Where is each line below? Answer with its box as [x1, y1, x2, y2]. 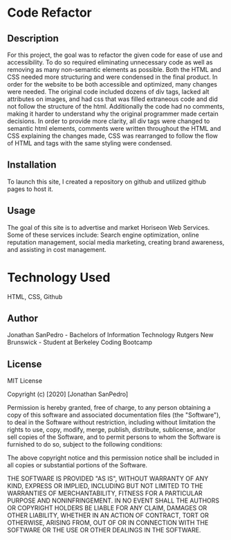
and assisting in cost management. [7, 245, 107, 253]
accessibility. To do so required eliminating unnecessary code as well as [7, 58, 213, 66]
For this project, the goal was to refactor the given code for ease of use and [7, 51, 223, 59]
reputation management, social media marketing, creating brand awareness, [7, 237, 225, 246]
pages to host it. [7, 185, 54, 193]
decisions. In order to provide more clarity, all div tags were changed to [7, 117, 210, 125]
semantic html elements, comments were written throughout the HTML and [7, 125, 221, 132]
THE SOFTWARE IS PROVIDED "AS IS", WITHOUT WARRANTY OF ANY [7, 474, 209, 483]
